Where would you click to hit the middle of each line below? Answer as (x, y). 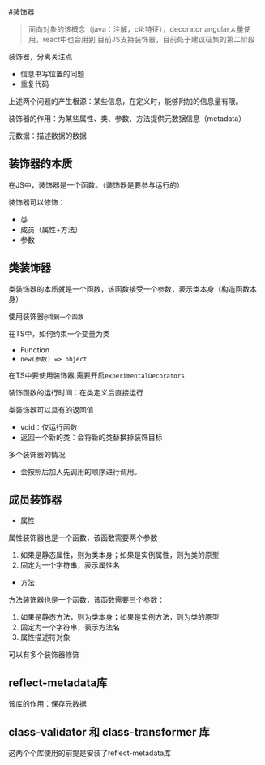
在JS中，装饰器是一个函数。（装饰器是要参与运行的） (96, 184)
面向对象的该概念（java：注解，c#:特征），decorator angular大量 (136, 29)
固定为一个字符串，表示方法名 (70, 627)
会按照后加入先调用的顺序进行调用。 (81, 471)
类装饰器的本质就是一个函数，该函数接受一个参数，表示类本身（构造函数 (129, 289)
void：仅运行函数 (49, 427)
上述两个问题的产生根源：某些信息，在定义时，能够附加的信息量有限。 (126, 101)
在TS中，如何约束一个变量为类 (60, 333)
